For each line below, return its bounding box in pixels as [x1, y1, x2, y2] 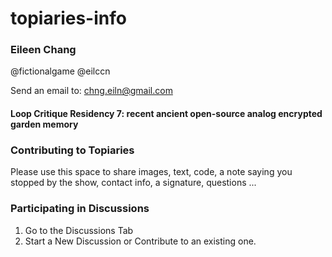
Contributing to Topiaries [10, 143, 135, 157]
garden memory [10, 118, 79, 131]
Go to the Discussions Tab [24, 224, 134, 236]
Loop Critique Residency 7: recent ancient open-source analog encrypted [10, 108, 323, 120]
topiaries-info [10, 7, 127, 30]
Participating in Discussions [10, 202, 150, 216]
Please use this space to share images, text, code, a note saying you [10, 166, 293, 178]
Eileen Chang [10, 43, 77, 57]
